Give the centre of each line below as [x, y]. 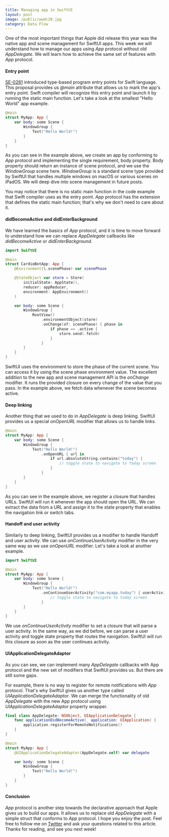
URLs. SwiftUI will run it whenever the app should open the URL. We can [80, 501]
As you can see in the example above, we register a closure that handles [80, 496]
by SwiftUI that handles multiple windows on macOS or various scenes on [82, 177]
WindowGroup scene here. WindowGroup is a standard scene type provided [84, 171]
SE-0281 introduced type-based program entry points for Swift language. [81, 82]
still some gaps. [21, 675]
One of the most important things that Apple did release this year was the [81, 38]
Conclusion [18, 797]
